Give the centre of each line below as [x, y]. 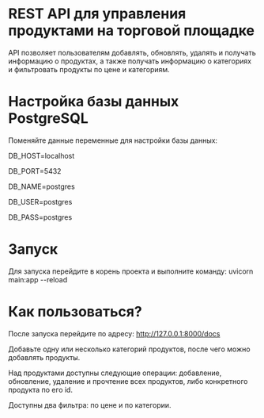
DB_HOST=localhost [41, 155]
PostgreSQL [48, 119]
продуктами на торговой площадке [132, 31]
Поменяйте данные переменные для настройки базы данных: [113, 140]
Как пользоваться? [75, 312]
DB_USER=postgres [40, 201]
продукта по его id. [41, 389]
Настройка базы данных [94, 102]
